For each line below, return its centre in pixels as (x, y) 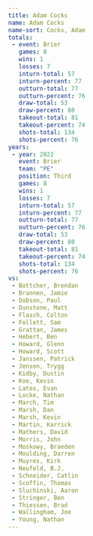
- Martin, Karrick (41, 424)
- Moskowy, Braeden (43, 446)
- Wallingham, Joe (41, 512)
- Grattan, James (39, 330)
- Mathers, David (39, 432)
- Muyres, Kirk (36, 461)
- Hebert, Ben (34, 337)
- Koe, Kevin (33, 381)
